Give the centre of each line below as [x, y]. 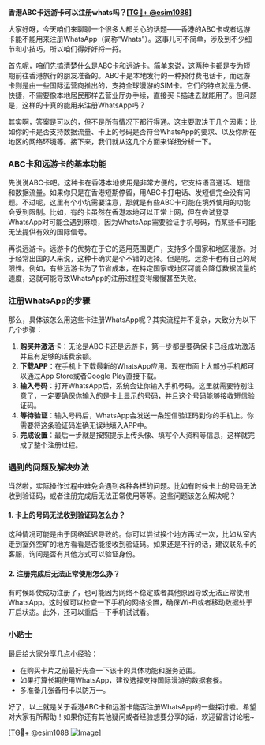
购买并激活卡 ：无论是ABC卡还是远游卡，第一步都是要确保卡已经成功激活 [137, 346]
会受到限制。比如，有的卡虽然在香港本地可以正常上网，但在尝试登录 [119, 212]
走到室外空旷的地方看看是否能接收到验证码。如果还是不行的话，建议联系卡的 [132, 545]
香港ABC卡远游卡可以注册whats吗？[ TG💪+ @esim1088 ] [100, 12]
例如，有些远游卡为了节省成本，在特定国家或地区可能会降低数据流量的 [143, 268]
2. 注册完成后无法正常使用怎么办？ [64, 573]
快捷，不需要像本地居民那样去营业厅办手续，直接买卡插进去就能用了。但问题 [132, 95]
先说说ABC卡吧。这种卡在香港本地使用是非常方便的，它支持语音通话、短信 [129, 183]
